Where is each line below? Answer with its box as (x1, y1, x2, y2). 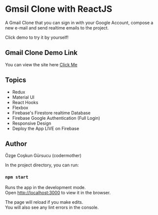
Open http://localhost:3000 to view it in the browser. (5, 189, 111, 195)
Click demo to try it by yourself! (5, 34, 69, 40)
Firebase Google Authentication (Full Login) (12, 115, 101, 121)
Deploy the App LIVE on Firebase (12, 125, 79, 131)
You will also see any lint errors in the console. (5, 204, 99, 210)
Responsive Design (12, 120, 52, 126)
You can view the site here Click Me (5, 61, 78, 67)
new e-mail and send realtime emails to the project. (5, 25, 109, 30)
